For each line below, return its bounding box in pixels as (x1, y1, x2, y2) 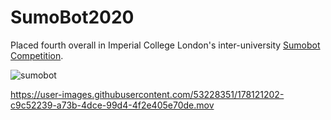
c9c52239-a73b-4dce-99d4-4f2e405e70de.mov (10, 99, 215, 111)
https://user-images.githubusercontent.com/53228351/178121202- (10, 88, 285, 100)
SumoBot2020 (10, 6, 135, 29)
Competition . (10, 49, 64, 61)
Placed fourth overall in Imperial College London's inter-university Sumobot (10, 39, 321, 51)
